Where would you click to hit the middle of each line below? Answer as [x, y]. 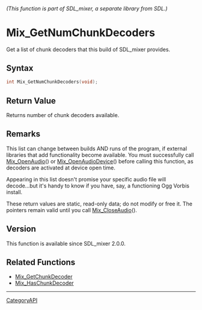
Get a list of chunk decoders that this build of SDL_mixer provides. [88, 49]
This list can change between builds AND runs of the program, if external [97, 148]
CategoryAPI [22, 300]
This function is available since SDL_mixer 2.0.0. [66, 243]
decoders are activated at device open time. [61, 168]
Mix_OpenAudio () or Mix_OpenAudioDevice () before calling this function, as [100, 161]
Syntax [20, 68]
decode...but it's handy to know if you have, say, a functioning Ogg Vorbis [98, 186]
